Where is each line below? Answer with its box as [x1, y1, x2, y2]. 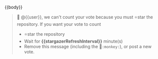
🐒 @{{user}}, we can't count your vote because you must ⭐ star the [16, 14, 154, 20]
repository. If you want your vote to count [16, 21, 101, 27]
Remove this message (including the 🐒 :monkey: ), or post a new [24, 44, 152, 49]
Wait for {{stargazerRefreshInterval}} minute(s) [24, 38, 123, 44]
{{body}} [4, 4, 23, 10]
